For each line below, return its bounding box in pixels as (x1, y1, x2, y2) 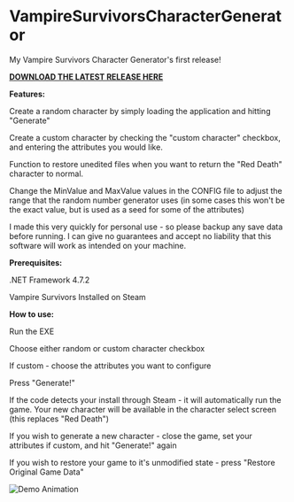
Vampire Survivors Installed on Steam (9, 291, 146, 302)
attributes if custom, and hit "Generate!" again (9, 440, 177, 451)
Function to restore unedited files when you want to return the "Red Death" (9, 158, 283, 169)
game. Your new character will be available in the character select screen (9, 404, 277, 414)
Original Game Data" (9, 467, 84, 477)
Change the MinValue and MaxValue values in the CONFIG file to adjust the (9, 185, 282, 196)
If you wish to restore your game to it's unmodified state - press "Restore (9, 457, 276, 467)
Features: (9, 89, 46, 99)
